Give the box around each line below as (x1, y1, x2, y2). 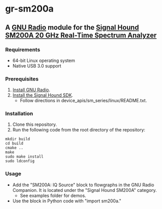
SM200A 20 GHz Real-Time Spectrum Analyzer (5, 31, 157, 39)
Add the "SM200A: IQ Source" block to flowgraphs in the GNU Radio (12, 182, 154, 188)
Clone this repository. (12, 121, 57, 127)
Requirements (5, 46, 41, 53)
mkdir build (5, 136, 30, 142)
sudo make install (5, 154, 44, 159)
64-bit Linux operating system (12, 57, 75, 63)
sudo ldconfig (5, 159, 35, 164)
